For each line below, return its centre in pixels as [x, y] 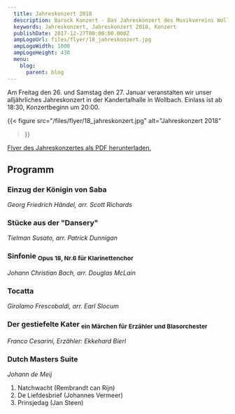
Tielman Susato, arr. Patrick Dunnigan [62, 238]
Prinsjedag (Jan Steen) [50, 403]
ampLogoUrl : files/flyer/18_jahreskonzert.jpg [83, 40]
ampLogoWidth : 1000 [42, 46]
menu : [22, 59]
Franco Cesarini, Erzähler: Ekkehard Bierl [67, 341]
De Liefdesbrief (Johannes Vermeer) [70, 395]
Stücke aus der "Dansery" [53, 223]
